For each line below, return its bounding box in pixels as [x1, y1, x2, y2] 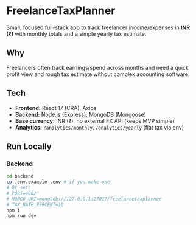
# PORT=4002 [6, 190, 37, 196]
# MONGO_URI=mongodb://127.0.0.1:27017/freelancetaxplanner [6, 196, 163, 202]
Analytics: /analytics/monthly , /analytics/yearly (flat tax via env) [15, 123, 184, 131]
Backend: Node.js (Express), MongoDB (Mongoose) [15, 111, 146, 118]
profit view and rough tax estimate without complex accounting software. [6, 71, 190, 78]
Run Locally [6, 141, 52, 151]
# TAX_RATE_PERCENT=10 [6, 201, 64, 207]
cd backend [6, 173, 34, 179]
